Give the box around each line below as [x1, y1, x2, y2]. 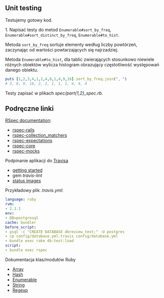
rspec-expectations [12, 138, 53, 144]
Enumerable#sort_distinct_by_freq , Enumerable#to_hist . [5, 32, 120, 38]
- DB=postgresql [5, 215, 39, 220]
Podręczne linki [5, 104, 54, 113]
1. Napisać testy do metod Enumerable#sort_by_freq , [5, 27, 112, 33]
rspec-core [12, 143, 36, 149]
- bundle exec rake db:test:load [5, 239, 74, 244]
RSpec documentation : [5, 117, 52, 123]
